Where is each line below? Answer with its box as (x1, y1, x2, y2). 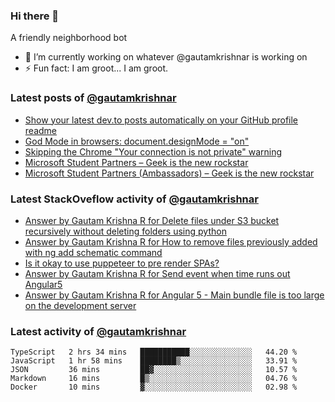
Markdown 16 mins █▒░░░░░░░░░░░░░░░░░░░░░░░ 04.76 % (10, 374, 298, 384)
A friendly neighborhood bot (10, 32, 128, 44)
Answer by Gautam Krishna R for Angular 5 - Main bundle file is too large (24, 289, 325, 301)
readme (24, 124, 57, 136)
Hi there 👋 (10, 9, 60, 23)
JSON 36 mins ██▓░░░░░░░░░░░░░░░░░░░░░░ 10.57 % (10, 365, 298, 375)
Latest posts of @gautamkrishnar (10, 91, 177, 105)
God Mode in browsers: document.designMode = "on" (24, 135, 250, 147)
